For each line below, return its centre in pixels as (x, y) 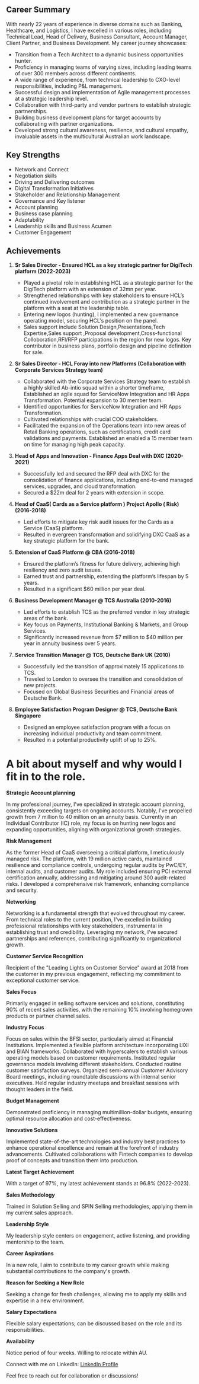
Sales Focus (21, 992)
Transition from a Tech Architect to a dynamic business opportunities (99, 54)
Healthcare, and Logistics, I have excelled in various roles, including (89, 30)
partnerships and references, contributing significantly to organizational (94, 939)
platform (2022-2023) (43, 272)
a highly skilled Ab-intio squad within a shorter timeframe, (94, 388)
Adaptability (29, 219)
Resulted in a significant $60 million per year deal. (85, 589)
